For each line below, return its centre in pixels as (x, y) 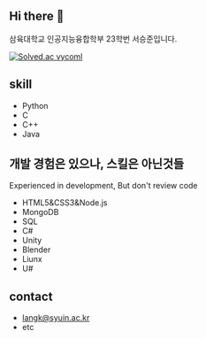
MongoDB (40, 212)
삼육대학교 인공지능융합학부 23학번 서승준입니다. (93, 39)
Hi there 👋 (37, 16)
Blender (36, 250)
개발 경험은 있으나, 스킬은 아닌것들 (97, 164)
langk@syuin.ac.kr (56, 318)
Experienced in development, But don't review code (103, 186)
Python (35, 105)
